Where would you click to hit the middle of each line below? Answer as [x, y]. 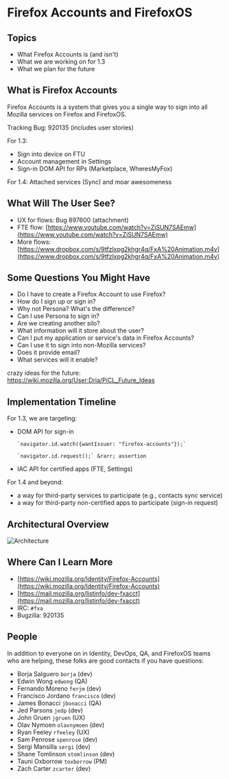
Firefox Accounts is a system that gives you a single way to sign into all [107, 107]
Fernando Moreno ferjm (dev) [59, 688]
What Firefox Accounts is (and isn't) [68, 54]
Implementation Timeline [62, 402]
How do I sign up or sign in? [56, 301]
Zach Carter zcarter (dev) [54, 768]
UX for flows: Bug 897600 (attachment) [73, 220]
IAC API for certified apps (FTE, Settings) [75, 469]
